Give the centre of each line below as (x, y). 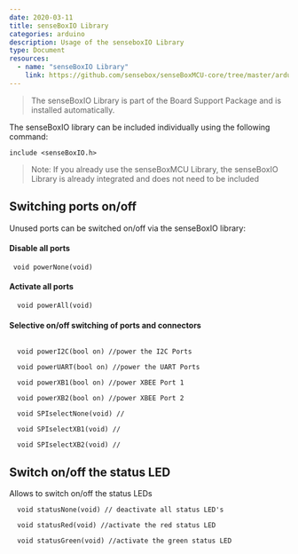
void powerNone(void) (53, 267)
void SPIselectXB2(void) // (69, 445)
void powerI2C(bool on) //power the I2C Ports (105, 352)
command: (29, 136)
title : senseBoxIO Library (59, 26)
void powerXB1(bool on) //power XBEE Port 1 (101, 383)
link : (35, 75)
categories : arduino (47, 34)
